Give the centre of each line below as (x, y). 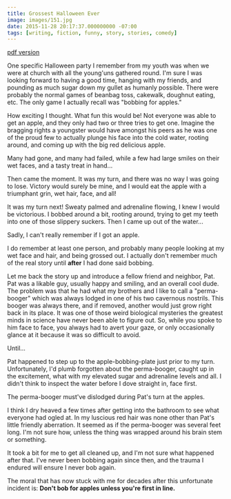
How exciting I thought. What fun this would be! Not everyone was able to (112, 116)
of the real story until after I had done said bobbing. (80, 263)
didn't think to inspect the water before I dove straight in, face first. (102, 384)
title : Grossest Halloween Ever (53, 13)
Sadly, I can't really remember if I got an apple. (73, 235)
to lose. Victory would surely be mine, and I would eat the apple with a (107, 186)
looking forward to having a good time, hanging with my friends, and (104, 81)
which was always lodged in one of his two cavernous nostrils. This (128, 298)
